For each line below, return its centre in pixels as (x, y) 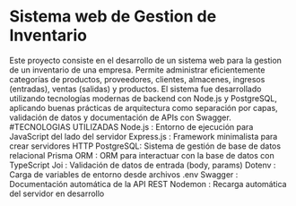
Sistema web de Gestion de (113, 17)
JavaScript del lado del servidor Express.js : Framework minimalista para (144, 136)
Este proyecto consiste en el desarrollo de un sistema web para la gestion (146, 60)
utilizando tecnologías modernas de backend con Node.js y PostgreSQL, (144, 98)
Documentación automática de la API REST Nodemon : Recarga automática (148, 184)
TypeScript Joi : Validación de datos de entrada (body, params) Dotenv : (143, 165)
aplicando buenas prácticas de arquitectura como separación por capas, (144, 107)
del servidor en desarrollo (57, 193)
